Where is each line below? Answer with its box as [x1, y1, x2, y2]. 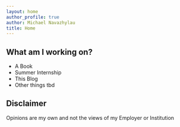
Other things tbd [14, 82, 55, 89]
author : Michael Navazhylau [6, 19, 76, 25]
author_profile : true [6, 14, 60, 20]
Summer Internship [14, 69, 62, 76]
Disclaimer [6, 99, 47, 109]
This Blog [14, 75, 38, 83]
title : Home [6, 25, 36, 31]
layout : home [6, 8, 38, 15]
